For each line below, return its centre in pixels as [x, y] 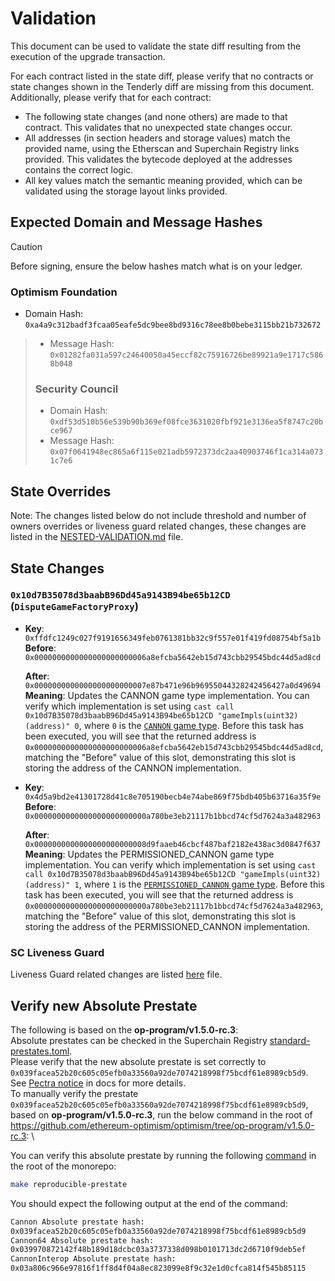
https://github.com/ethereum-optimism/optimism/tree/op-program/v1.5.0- [162, 1125]
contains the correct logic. [79, 169]
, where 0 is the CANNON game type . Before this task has [191, 725]
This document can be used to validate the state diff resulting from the [156, 46]
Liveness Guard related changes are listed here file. [116, 974]
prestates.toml [40, 1051]
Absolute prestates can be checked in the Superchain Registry [139, 1040]
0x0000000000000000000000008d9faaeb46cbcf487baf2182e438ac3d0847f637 [173, 844]
